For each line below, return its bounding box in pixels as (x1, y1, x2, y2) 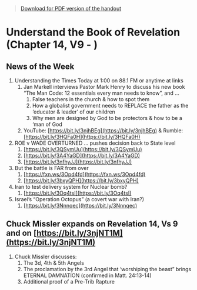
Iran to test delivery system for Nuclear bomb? (14, 184, 128, 190)
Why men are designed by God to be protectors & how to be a (32, 115, 182, 121)
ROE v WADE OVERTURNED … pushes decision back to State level (14, 139, 176, 146)
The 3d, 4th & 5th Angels (23, 259, 84, 266)
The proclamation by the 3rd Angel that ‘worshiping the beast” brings (23, 265, 192, 272)
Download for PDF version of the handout (20, 5, 122, 12)
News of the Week (6, 61, 75, 71)
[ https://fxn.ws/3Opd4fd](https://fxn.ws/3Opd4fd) (23, 171, 146, 178)
